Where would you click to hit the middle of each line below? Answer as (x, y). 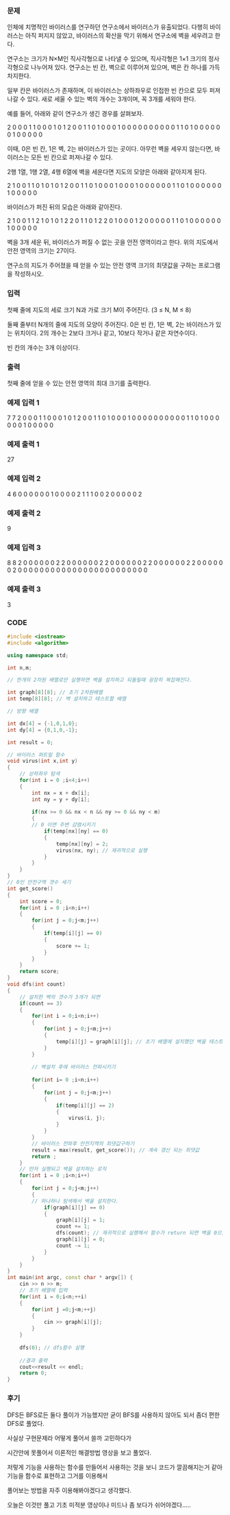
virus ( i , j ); (87, 1118)
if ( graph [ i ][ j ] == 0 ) (75, 1207)
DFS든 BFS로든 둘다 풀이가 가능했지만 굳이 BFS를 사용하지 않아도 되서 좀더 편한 (114, 1415)
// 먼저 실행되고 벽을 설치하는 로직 (63, 1169)
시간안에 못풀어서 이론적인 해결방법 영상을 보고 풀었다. (79, 1453)
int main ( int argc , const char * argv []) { (70, 1278)
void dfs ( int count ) (37, 985)
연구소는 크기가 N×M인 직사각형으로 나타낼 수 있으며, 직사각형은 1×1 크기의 (107, 59)
